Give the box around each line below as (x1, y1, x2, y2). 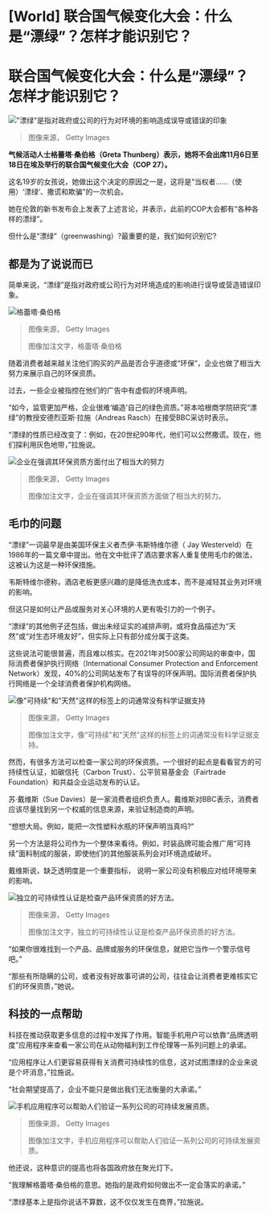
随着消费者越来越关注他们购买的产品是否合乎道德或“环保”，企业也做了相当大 (8, 358, 261, 368)
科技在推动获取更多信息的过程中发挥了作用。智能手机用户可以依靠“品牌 (8, 1030, 244, 1039)
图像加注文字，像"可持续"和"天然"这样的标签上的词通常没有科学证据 (27, 730, 253, 739)
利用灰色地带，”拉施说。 (22, 439, 100, 449)
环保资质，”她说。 (22, 981, 79, 990)
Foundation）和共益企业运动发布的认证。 (8, 777, 145, 787)
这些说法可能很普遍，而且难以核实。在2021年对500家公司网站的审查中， (8, 648, 249, 658)
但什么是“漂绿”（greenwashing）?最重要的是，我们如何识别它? (8, 231, 217, 241)
